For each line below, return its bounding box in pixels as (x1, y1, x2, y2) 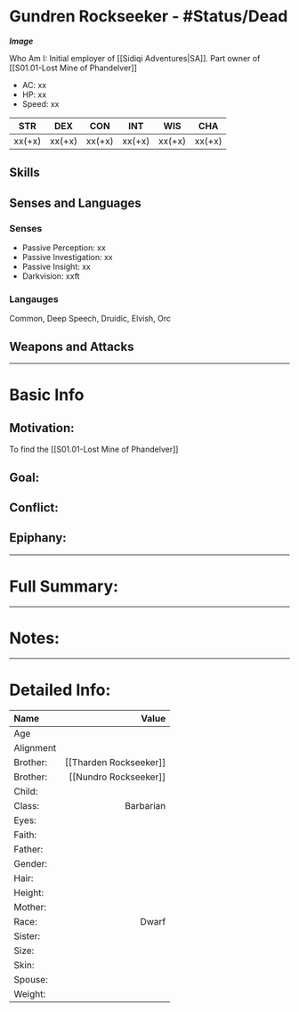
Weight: (13, 987, 46, 1000)
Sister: (13, 929, 41, 942)
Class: (13, 799, 40, 812)
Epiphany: (9, 530, 67, 545)
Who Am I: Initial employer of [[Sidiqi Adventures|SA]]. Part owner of (9, 53, 261, 63)
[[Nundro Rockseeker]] (69, 771, 166, 783)
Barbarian (124, 799, 166, 812)
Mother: (13, 901, 47, 913)
